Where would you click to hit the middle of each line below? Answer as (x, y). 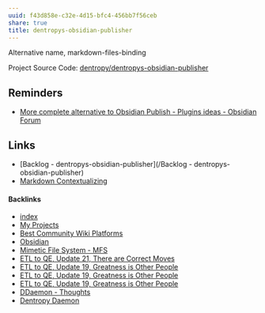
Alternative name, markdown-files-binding (77, 53)
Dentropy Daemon (49, 300)
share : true (28, 23)
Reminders (36, 93)
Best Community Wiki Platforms (71, 233)
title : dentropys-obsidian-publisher (70, 30)
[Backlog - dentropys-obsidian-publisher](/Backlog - (106, 164)
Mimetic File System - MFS (64, 251)
